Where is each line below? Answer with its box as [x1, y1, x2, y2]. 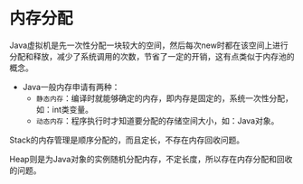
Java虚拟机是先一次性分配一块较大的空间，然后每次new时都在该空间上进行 [9, 40, 289, 51]
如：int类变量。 [35, 104, 93, 115]
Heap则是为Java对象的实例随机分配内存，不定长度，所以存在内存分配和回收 [9, 153, 293, 164]
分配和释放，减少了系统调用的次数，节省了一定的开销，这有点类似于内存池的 [9, 51, 295, 61]
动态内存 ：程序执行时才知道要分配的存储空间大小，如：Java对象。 [35, 115, 279, 126]
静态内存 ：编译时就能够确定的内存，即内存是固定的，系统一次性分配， [35, 92, 294, 104]
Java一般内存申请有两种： [22, 81, 120, 92]
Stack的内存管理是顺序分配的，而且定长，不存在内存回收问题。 [9, 134, 245, 145]
